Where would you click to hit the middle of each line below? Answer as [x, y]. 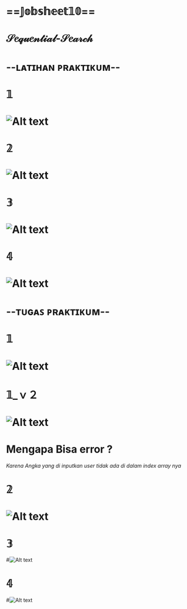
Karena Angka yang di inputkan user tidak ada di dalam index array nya [93, 465]
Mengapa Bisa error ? [59, 449]
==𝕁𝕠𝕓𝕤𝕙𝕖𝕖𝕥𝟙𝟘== [51, 12]
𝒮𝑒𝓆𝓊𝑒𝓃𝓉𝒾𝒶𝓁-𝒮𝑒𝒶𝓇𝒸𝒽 [49, 39]
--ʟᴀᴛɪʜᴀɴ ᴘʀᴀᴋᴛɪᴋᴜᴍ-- [63, 67]
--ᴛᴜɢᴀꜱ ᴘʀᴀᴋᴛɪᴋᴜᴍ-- [58, 312]
